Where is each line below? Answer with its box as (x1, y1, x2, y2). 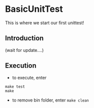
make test (5, 84, 25, 89)
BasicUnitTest (5, 3, 63, 15)
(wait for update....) (5, 47, 44, 53)
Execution (5, 62, 37, 70)
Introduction (5, 34, 44, 42)
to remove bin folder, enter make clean (12, 97, 89, 103)
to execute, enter (12, 74, 47, 80)
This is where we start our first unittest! (5, 20, 84, 26)
